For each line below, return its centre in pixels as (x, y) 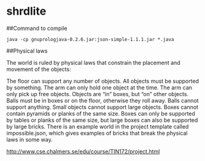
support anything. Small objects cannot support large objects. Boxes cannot (102, 107)
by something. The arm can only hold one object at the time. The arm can (99, 88)
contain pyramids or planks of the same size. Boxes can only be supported (101, 113)
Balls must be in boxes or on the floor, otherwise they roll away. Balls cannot (102, 100)
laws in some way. (30, 140)
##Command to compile (37, 28)
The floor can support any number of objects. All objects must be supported (103, 81)
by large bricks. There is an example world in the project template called (98, 126)
